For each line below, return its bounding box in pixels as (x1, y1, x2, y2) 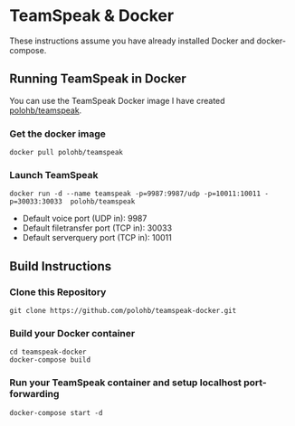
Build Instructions (9, 259, 112, 274)
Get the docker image (9, 128, 107, 140)
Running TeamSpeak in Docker (9, 71, 187, 87)
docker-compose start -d (9, 408, 103, 417)
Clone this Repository (9, 286, 107, 298)
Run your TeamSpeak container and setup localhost (9, 376, 243, 389)
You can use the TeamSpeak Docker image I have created (9, 95, 225, 106)
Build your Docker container (9, 327, 136, 339)
